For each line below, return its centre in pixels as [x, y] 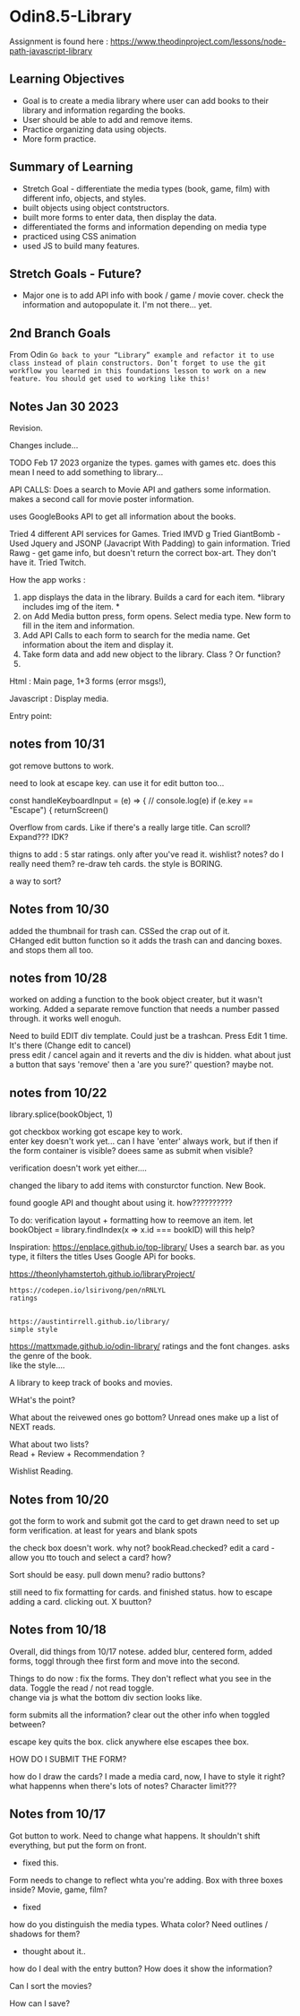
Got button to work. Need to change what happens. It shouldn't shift [135, 1836]
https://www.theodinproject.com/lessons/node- [198, 41]
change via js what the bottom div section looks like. [106, 1697]
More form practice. [59, 138]
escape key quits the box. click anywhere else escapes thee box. [129, 1742]
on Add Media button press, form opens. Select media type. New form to [156, 616]
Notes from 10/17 [57, 1814]
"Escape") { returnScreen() [59, 809]
